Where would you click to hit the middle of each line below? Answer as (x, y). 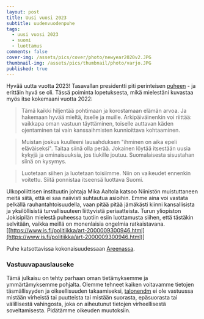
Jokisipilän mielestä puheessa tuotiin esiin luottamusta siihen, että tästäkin (100, 218)
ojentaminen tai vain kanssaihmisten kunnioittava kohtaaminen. (100, 130)
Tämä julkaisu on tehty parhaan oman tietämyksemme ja (77, 278)
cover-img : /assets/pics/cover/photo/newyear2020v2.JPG (79, 57)
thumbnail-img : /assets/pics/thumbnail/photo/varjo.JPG (79, 63)
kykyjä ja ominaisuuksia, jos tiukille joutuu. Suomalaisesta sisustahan (108, 155)
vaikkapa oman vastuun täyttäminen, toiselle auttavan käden (97, 124)
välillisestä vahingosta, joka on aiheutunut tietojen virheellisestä (86, 304)
